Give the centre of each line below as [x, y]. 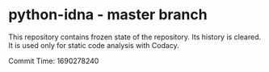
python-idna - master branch [108, 15]
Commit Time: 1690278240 [54, 61]
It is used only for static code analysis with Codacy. [94, 45]
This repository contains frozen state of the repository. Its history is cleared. [134, 37]
